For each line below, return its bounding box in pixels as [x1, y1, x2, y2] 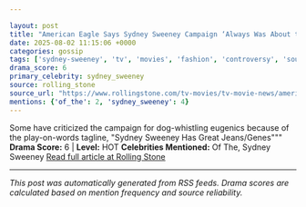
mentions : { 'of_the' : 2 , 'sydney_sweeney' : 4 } [9, 97, 189, 106]
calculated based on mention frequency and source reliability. [9, 187, 243, 198]
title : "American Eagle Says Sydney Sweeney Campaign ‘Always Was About [9, 29, 291, 39]
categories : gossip [9, 46, 84, 55]
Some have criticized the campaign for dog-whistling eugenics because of [9, 122, 290, 133]
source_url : [9, 88, 55, 98]
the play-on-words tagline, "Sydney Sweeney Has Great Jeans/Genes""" [9, 132, 282, 143]
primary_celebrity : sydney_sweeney [9, 72, 145, 82]
